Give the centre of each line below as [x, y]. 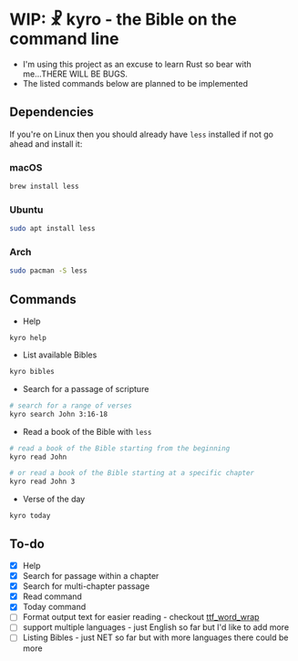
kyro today [30, 516]
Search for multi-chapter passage [86, 586]
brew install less [44, 187]
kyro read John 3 [42, 482]
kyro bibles [32, 372]
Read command [52, 596]
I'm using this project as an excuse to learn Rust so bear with [137, 64]
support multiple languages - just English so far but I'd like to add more [156, 627]
